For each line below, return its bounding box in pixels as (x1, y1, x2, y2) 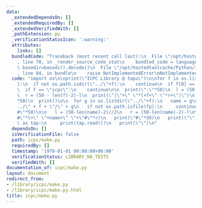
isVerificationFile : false (11, 131, 79, 138)
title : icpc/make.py (6, 192, 58, 198)
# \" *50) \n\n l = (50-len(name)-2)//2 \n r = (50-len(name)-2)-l (17, 109, 189, 115)
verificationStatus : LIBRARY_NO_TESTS (11, 153, 109, 159)
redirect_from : (6, 176, 44, 182)
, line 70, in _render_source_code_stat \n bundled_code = (17, 59, 173, 65)
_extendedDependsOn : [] (11, 14, 71, 20)
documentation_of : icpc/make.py (6, 165, 87, 171)
